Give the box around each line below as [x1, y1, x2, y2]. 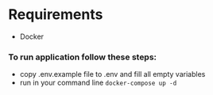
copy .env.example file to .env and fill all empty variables [19, 70, 206, 79]
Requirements [8, 6, 103, 24]
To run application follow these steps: [8, 51, 157, 63]
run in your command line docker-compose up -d [19, 78, 177, 88]
